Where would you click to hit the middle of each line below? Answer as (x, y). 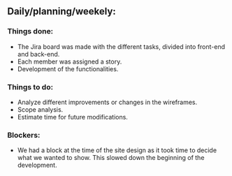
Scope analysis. (40, 109)
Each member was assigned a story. (70, 61)
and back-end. (38, 54)
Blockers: (24, 135)
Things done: (30, 31)
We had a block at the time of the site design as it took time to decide (117, 150)
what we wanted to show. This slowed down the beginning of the (111, 158)
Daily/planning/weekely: (62, 12)
